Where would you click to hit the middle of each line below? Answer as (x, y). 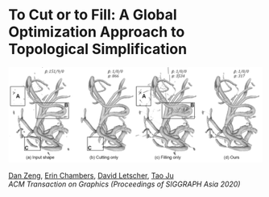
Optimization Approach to (97, 32)
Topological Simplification (98, 49)
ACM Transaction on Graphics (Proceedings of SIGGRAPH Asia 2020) (124, 184)
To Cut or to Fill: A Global (93, 15)
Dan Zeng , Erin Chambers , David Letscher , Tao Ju (91, 175)
